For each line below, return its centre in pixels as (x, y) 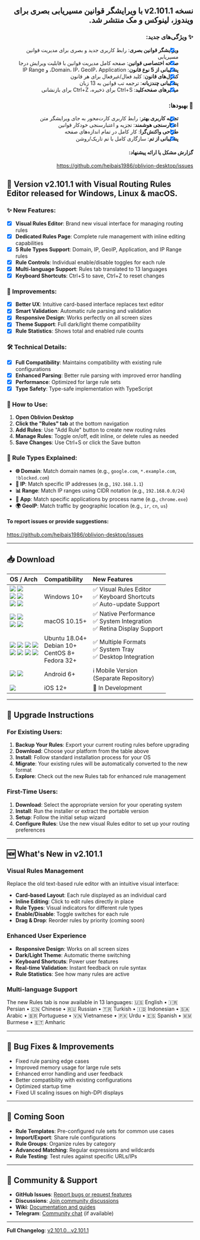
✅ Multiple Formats (120, 642)
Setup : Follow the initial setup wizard (60, 817)
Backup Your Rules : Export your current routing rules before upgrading (102, 745)
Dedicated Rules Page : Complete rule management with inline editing (100, 236)
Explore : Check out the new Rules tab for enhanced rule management (100, 776)
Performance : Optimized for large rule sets (68, 382)
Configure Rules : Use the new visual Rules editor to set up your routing (102, 823)
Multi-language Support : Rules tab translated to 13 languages (91, 269)
